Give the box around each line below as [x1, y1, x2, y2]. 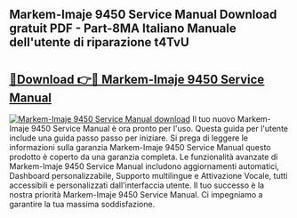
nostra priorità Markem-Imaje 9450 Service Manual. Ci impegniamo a [9, 190, 263, 199]
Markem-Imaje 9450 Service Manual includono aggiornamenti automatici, [9, 161, 280, 172]
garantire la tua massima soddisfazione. [9, 199, 156, 209]
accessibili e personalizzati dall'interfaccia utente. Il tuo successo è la [9, 180, 265, 190]
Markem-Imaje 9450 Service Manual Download [9, 7, 277, 22]
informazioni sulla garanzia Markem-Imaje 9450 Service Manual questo [9, 142, 271, 152]
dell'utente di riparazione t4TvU [9, 35, 189, 50]
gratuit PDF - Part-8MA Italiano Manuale [9, 21, 237, 36]
